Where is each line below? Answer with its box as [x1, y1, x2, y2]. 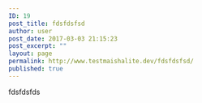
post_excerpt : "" [8, 42, 67, 50]
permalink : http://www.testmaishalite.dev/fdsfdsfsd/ [8, 58, 195, 66]
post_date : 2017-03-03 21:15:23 [8, 34, 118, 43]
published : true [8, 65, 63, 73]
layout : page [8, 49, 53, 58]
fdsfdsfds [8, 87, 41, 97]
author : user [8, 27, 53, 35]
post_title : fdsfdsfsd [8, 19, 85, 28]
